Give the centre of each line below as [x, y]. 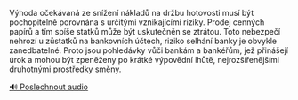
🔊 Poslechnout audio [49, 87]
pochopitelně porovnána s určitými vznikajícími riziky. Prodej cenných [137, 22]
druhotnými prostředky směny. [65, 69]
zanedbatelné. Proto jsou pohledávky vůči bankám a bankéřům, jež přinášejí [149, 50]
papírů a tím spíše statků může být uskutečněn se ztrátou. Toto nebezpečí [145, 31]
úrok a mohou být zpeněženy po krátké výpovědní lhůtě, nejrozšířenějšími [145, 60]
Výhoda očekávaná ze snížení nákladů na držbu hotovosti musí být [132, 13]
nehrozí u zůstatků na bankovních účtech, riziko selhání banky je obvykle [143, 41]
